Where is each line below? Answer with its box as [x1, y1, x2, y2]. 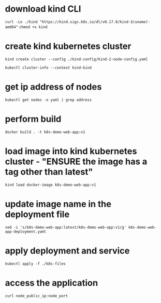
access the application [5, 277, 98, 288]
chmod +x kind [19, 24, 47, 30]
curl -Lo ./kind [5, 19, 38, 24]
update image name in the [5, 198, 112, 209]
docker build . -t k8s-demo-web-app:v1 [5, 130, 86, 135]
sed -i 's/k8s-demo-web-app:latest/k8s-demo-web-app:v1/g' [5, 225, 127, 230]
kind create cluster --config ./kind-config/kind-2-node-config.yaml [5, 57, 148, 62]
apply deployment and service [5, 245, 130, 256]
